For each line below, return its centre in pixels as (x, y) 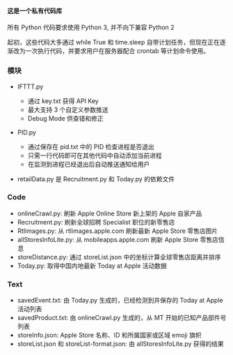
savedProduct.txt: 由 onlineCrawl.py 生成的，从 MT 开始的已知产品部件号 (122, 318)
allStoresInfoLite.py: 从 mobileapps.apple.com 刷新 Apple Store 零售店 (118, 239)
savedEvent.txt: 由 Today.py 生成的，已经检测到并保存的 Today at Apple (120, 301)
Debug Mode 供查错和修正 (65, 118)
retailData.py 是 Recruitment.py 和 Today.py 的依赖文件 (96, 179)
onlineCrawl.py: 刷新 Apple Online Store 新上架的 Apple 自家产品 (110, 213)
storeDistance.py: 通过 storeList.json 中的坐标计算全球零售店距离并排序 (119, 257)
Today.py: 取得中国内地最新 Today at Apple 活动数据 (92, 266)
